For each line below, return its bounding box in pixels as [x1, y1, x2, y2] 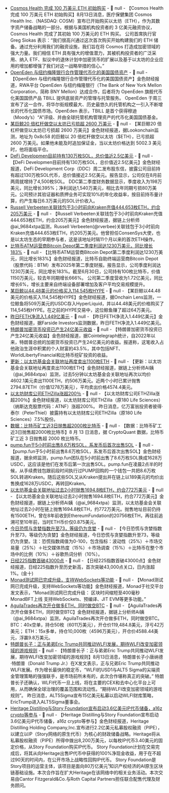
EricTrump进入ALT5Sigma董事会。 [10, 699, 83, 705]
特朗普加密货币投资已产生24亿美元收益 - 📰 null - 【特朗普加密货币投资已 [10, 326, 163, 332]
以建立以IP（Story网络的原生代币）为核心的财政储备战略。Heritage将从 [10, 731, 161, 737]
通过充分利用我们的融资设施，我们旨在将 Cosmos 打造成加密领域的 [19, 44, 160, 49]
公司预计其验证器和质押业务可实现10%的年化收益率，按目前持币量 [19, 191, 159, 197]
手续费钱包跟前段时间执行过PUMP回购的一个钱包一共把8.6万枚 [24, 468, 156, 473]
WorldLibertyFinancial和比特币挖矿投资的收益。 [10, 352, 111, 358]
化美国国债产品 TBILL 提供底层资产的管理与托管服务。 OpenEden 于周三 [10, 95, 162, 101]
